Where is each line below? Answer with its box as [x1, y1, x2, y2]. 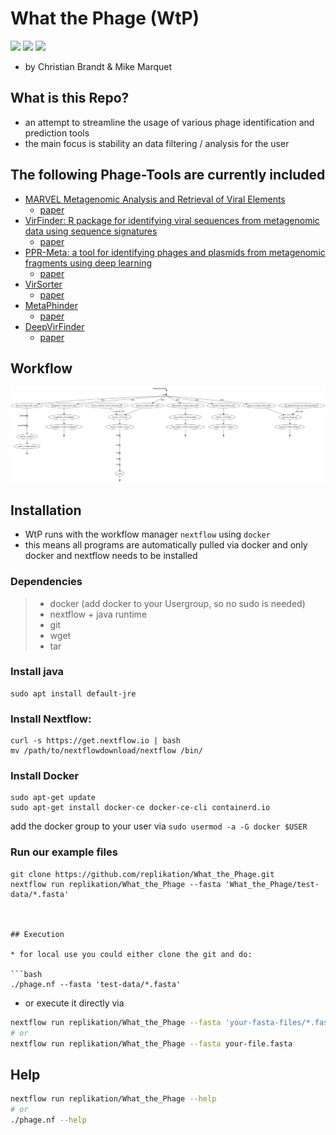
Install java [10, 665, 65, 679]
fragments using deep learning [24, 257, 152, 269]
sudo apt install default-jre [10, 688, 137, 699]
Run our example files [10, 845, 118, 859]
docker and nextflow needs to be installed [24, 550, 198, 562]
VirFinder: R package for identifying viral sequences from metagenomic [24, 214, 320, 226]
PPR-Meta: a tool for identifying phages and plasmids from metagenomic [24, 246, 326, 258]
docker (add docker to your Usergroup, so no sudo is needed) [49, 597, 306, 609]
